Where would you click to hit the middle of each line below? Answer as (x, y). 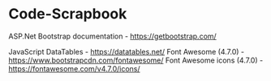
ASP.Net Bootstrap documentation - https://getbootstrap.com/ (112, 36)
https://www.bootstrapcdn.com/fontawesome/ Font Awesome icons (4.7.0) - (136, 60)
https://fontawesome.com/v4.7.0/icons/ (74, 68)
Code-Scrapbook (68, 14)
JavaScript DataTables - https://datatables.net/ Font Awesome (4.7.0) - (127, 51)
